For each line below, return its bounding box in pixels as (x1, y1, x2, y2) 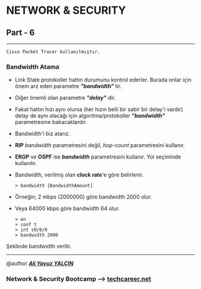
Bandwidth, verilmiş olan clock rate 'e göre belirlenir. (14, 171, 144, 178)
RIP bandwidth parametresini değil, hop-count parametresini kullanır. (14, 142, 185, 149)
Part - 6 (6, 28, 35, 38)
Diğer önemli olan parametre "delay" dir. (14, 94, 116, 102)
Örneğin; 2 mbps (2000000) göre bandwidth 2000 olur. (14, 193, 153, 200)
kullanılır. (14, 160, 37, 167)
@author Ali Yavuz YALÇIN (6, 260, 74, 267)
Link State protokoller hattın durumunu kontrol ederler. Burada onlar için (14, 76, 191, 84)
